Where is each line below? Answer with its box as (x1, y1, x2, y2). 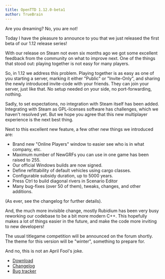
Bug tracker (12, 268, 37, 274)
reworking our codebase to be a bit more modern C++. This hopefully (5, 213, 147, 219)
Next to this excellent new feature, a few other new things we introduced (5, 126, 154, 132)
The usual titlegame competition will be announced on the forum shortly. (5, 233, 154, 239)
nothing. (5, 91, 22, 97)
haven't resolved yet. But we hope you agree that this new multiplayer (5, 111, 148, 117)
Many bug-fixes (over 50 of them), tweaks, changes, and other (12, 183, 141, 189)
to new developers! (5, 223, 45, 229)
